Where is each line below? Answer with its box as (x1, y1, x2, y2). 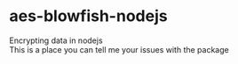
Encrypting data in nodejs (9, 35, 104, 46)
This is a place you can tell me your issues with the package (9, 44, 229, 54)
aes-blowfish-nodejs (9, 6, 168, 26)
